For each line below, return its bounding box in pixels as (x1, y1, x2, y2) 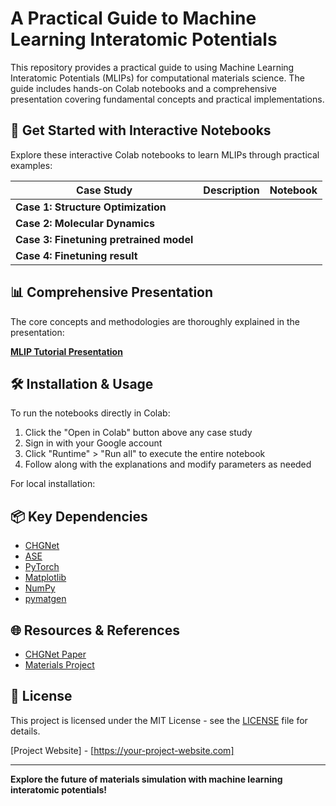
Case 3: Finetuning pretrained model (15, 232, 194, 246)
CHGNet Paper (24, 648, 87, 660)
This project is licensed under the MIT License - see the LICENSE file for (10, 714, 308, 726)
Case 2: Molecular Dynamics (15, 216, 155, 230)
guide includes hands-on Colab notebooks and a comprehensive (10, 82, 277, 94)
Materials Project (24, 659, 95, 671)
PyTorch (24, 561, 60, 573)
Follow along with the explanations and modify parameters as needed (24, 458, 312, 471)
